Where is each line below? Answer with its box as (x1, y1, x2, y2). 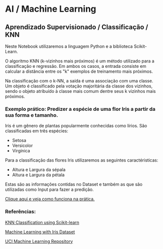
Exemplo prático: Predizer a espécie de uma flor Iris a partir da (5, 105, 156, 112)
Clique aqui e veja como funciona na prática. (5, 196, 95, 202)
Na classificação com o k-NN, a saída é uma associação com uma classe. (5, 78, 154, 83)
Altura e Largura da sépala (12, 167, 66, 173)
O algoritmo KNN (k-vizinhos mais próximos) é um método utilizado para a (5, 58, 155, 64)
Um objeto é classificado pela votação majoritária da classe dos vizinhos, (5, 83, 153, 89)
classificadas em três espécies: (5, 128, 68, 134)
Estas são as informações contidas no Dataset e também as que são (5, 182, 143, 187)
